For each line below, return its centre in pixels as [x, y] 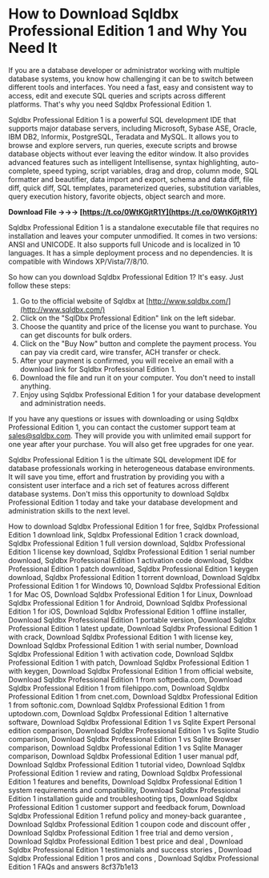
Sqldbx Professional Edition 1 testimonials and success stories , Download [130, 849]
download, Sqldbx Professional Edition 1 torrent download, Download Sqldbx [134, 577]
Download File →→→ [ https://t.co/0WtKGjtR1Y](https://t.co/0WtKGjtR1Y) [133, 211]
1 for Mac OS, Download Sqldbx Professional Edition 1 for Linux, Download [130, 594]
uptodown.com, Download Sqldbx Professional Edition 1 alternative [118, 713]
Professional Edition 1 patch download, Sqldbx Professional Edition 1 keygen [133, 569]
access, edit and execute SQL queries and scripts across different [117, 95]
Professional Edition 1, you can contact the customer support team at [122, 427]
